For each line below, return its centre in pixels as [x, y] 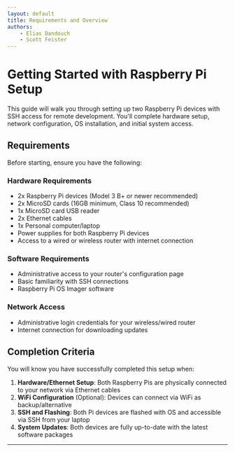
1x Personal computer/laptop [58, 226]
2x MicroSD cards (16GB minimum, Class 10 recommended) [104, 203]
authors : [20, 27]
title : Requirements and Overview [58, 20]
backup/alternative [44, 404]
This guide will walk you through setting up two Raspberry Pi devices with [114, 109]
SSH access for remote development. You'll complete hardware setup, [108, 116]
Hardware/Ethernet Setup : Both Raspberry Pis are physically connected [122, 382]
